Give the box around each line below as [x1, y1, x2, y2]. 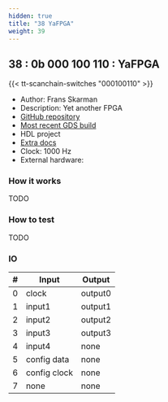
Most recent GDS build [19, 120, 97, 130]
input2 [25, 314, 51, 326]
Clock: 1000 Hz [19, 146, 71, 156]
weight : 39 [8, 27, 45, 35]
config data [25, 354, 70, 365]
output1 [80, 301, 112, 312]
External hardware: [19, 155, 84, 165]
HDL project [19, 129, 61, 139]
